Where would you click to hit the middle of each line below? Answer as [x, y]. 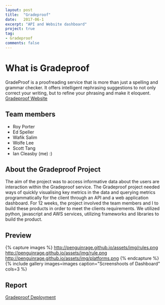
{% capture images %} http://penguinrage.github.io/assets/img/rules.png [82, 248]
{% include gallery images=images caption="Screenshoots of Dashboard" [83, 264]
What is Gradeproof [47, 68]
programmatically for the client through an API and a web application [77, 198]
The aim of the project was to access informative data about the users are [82, 182]
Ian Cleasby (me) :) [32, 153]
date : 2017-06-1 [25, 19]
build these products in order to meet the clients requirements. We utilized [82, 209]
